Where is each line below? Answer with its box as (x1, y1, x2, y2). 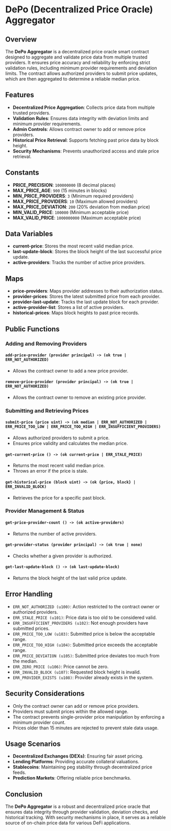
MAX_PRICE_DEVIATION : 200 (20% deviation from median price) (12, 204, 151, 210)
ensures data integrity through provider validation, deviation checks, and (5, 809, 158, 815)
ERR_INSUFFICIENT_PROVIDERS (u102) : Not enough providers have (12, 620, 149, 626)
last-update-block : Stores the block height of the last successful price (12, 248, 162, 255)
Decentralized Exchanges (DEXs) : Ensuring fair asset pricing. (12, 753, 144, 759)
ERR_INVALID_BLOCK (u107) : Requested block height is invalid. (12, 669, 141, 675)
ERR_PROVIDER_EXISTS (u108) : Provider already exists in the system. (12, 674, 154, 681)
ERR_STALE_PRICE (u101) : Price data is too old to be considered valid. (12, 614, 157, 621)
